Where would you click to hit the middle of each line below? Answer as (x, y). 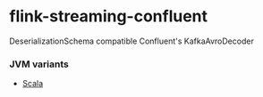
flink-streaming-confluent (109, 16)
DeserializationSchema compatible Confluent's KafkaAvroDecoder (132, 41)
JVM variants (39, 64)
